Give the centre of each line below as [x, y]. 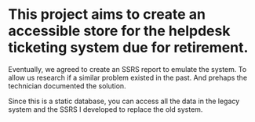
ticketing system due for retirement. [128, 48]
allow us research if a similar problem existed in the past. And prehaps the [128, 77]
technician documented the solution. [67, 86]
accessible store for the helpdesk [119, 31]
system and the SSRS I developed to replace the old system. [106, 109]
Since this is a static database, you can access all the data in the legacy [124, 101]
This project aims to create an [107, 14]
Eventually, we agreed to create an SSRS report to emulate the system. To [127, 69]
